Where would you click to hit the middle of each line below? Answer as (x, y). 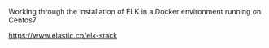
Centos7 (22, 20)
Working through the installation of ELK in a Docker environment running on (135, 12)
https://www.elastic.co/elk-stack (63, 36)
